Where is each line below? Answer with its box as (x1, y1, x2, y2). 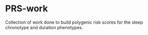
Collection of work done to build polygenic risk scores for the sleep (5, 19, 144, 25)
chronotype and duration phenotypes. (5, 24, 83, 30)
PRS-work (5, 3, 48, 14)
